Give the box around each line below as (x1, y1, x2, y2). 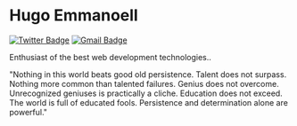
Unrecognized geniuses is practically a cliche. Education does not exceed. (9, 88, 283, 98)
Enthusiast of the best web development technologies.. (9, 51, 212, 62)
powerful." (9, 106, 47, 117)
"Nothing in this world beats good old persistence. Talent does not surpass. (9, 68, 287, 80)
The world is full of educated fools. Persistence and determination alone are (9, 97, 288, 107)
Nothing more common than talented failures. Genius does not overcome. (9, 78, 279, 89)
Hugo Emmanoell (9, 5, 138, 26)
